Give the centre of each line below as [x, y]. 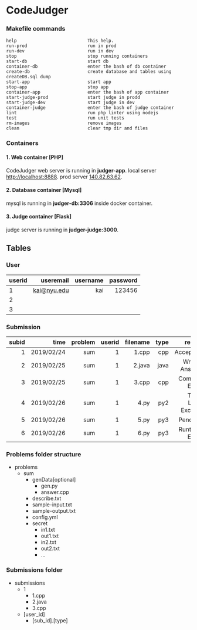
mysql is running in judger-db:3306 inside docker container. [79, 203]
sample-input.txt [52, 505]
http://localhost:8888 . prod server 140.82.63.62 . [64, 177]
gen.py [49, 486]
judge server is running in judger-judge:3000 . [62, 230]
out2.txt [50, 549]
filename [138, 342]
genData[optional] [54, 480]
